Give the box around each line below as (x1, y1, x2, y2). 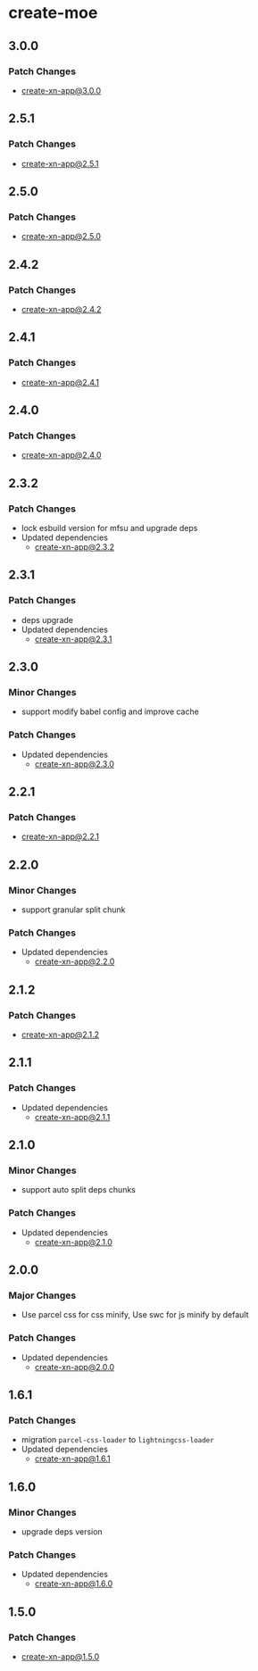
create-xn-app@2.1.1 (34, 1111, 111, 1122)
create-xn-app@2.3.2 (34, 542, 115, 552)
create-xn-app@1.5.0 (21, 1651, 100, 1662)
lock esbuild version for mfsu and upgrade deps (21, 523, 198, 533)
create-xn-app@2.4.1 (21, 377, 100, 387)
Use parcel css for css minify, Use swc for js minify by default (21, 1309, 249, 1320)
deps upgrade (21, 614, 73, 625)
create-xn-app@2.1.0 (34, 1236, 112, 1247)
